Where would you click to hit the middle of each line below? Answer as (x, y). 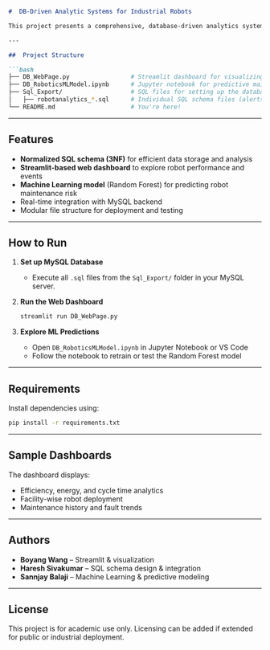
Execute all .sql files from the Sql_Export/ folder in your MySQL (138, 278)
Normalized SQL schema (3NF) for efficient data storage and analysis (136, 159)
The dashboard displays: (49, 475)
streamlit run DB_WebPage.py (69, 317)
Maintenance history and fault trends (81, 507)
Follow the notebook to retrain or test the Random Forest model (137, 356)
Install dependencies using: (54, 408)
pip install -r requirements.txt (64, 423)
